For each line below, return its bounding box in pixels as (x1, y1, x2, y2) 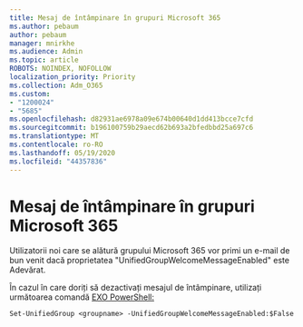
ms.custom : (9, 89, 51, 98)
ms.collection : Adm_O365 (9, 81, 103, 90)
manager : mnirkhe (9, 38, 75, 48)
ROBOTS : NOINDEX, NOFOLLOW (9, 64, 112, 74)
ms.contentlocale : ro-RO (9, 140, 103, 149)
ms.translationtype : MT (9, 132, 100, 141)
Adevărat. (9, 264, 46, 275)
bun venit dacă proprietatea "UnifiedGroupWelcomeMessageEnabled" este (9, 255, 290, 266)
